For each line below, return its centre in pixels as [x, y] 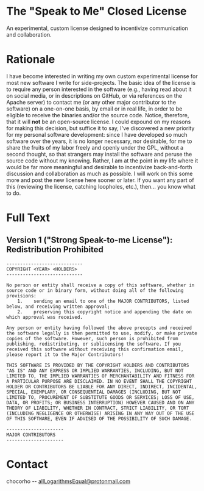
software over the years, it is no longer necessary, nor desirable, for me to [99, 141]
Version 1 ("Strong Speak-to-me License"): [90, 240]
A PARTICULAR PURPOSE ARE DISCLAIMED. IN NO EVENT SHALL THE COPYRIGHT [99, 381]
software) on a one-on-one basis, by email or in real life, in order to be [94, 109]
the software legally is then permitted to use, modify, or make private [102, 333]
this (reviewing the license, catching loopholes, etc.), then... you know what [101, 186]
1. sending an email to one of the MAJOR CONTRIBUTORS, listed [103, 301]
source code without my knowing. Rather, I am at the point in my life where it [102, 161]
